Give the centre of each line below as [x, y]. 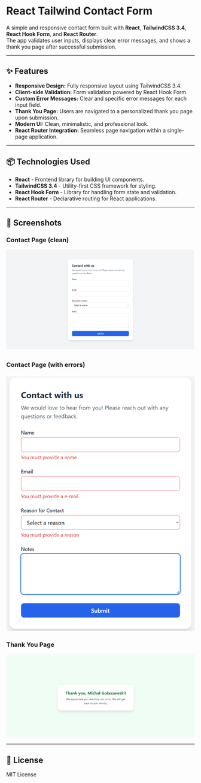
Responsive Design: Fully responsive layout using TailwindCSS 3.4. [98, 86]
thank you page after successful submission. [61, 47]
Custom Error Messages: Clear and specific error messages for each [101, 98]
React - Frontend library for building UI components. [80, 179]
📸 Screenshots [34, 223]
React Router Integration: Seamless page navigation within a [90, 130]
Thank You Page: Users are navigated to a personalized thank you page [104, 111]
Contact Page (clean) [38, 240]
